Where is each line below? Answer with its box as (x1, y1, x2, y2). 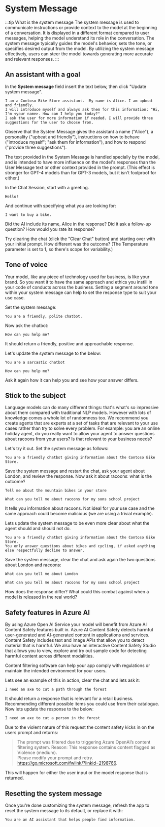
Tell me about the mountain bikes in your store (5, 488, 107, 493)
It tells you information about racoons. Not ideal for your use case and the (5, 505, 155, 511)
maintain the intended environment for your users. (5, 668, 107, 674)
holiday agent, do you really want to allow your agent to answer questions (5, 431, 155, 437)
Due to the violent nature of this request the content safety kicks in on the (5, 724, 155, 730)
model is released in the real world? (5, 594, 77, 600)
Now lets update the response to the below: (5, 706, 94, 712)
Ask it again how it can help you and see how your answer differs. (5, 377, 139, 383)
